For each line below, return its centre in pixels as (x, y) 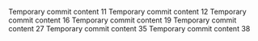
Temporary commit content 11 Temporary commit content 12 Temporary (127, 12)
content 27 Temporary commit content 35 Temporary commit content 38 (129, 29)
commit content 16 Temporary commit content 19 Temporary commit (123, 20)
